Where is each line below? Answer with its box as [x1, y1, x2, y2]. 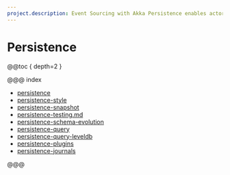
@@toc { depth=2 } [7, 62, 62, 70]
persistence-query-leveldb [16, 132, 93, 140]
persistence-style [16, 96, 67, 104]
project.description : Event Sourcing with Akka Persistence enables [7, 10, 207, 17]
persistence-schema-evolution [16, 118, 105, 126]
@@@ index [7, 75, 42, 83]
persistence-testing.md [16, 110, 84, 118]
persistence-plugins [16, 139, 74, 148]
